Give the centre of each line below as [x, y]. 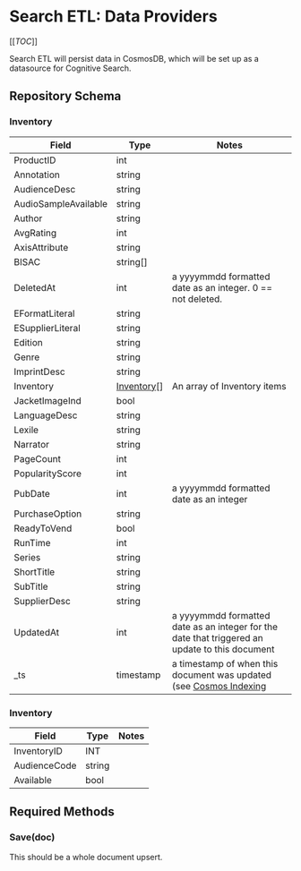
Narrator [32, 444]
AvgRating [35, 233]
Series [27, 557]
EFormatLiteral [44, 313]
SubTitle [31, 586]
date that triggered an [218, 637]
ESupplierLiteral [47, 328]
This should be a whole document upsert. [86, 857]
